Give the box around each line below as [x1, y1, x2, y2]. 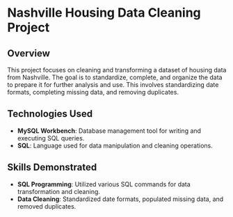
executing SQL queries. [17, 134, 85, 142]
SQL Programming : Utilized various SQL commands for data [17, 179, 191, 188]
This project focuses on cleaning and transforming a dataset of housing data [7, 66, 227, 74]
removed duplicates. [17, 202, 77, 210]
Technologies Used [7, 108, 93, 120]
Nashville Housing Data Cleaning [7, 5, 202, 21]
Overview [7, 47, 51, 59]
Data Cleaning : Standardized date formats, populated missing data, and [17, 195, 224, 203]
